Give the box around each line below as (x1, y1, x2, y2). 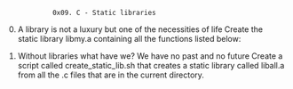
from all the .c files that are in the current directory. (17, 69, 204, 80)
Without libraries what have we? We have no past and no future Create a (17, 51, 283, 61)
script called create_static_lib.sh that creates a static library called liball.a (17, 61, 285, 70)
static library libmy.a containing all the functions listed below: (17, 34, 242, 44)
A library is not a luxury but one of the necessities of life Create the (17, 24, 264, 35)
